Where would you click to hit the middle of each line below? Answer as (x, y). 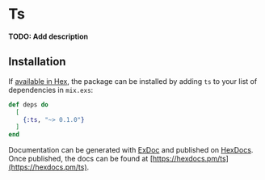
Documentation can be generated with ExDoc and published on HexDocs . (131, 150)
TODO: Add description (48, 36)
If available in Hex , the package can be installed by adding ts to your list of (133, 81)
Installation (37, 62)
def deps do (28, 105)
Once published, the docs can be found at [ (81, 159)
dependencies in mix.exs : (51, 90)
